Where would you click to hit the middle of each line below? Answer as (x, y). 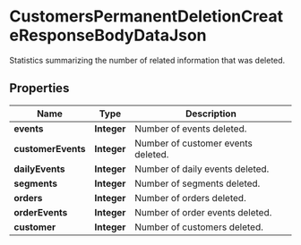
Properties (39, 88)
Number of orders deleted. (190, 198)
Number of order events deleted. (203, 212)
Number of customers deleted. (199, 227)
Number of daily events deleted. (202, 169)
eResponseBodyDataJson (108, 35)
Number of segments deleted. (197, 183)
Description (211, 114)
